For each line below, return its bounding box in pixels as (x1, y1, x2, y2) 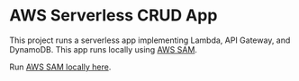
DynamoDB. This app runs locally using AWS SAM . (9, 44, 198, 54)
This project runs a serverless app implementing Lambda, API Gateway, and (9, 35, 291, 45)
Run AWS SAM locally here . (9, 61, 112, 72)
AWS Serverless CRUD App (9, 5, 218, 26)
